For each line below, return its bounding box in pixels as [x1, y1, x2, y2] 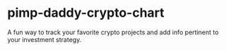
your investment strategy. [7, 35, 82, 43]
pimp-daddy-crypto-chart [7, 5, 165, 21]
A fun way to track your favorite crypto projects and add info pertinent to [7, 28, 219, 36]
